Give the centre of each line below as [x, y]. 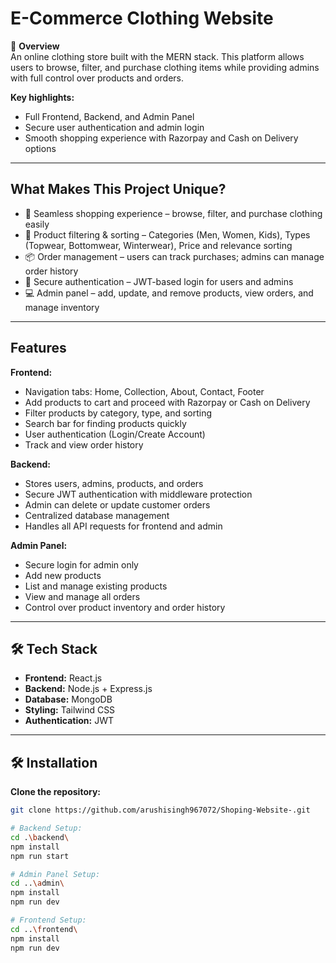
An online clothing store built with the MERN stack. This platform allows [157, 56]
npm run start [40, 856]
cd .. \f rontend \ [44, 929]
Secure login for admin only [81, 564]
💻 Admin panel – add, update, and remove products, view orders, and [169, 293]
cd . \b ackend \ [40, 837]
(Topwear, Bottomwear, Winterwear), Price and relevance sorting [158, 245]
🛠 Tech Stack [54, 648]
